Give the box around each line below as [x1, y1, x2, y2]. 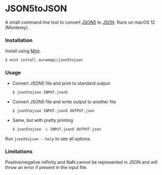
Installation [5, 36, 33, 43]
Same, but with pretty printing [12, 117, 73, 123]
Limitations [5, 148, 33, 155]
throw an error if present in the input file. [5, 165, 88, 171]
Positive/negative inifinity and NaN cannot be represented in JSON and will [5, 159, 158, 165]
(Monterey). [5, 24, 29, 30]
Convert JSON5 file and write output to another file [12, 99, 116, 105]
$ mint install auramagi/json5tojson [5, 58, 83, 63]
